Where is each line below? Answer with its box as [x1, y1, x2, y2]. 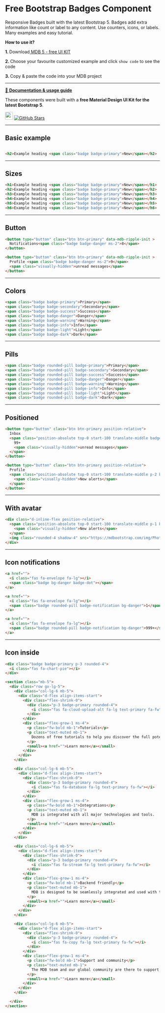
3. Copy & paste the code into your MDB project [5, 73, 102, 79]
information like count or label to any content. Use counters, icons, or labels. [5, 24, 160, 30]
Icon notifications [5, 558, 60, 566]
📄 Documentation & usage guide [5, 87, 72, 93]
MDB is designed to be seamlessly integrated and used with [31, 889, 157, 894]
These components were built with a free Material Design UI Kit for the [5, 97, 150, 102]
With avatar [5, 504, 42, 512]
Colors [5, 287, 26, 295]
